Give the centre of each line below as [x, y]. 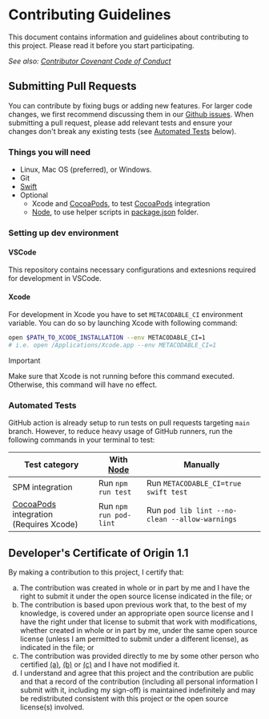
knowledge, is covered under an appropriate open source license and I [137, 613]
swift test [167, 492]
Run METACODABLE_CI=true [194, 483]
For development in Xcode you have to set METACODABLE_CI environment [126, 315]
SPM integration [42, 487]
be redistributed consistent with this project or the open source [124, 699]
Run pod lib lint [180, 510]
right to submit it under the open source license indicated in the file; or [136, 596]
